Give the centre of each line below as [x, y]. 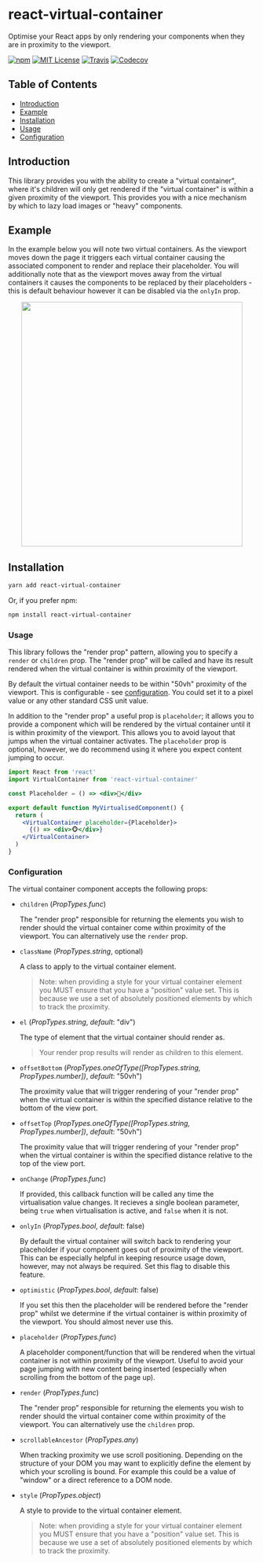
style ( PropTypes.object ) [60, 1495]
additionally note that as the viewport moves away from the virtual [115, 274]
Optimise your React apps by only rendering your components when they [126, 36]
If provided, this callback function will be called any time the [117, 1194]
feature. [32, 1274]
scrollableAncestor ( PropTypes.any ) [79, 1440]
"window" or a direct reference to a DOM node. [96, 1480]
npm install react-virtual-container [70, 615]
